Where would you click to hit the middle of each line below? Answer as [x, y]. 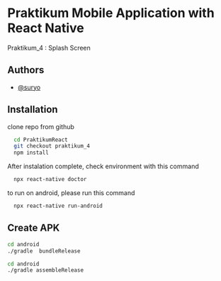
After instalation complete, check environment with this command [103, 166]
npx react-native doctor [50, 180]
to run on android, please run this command [71, 193]
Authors [26, 70]
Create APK [34, 228]
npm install [32, 153]
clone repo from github [41, 126]
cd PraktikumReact [41, 140]
